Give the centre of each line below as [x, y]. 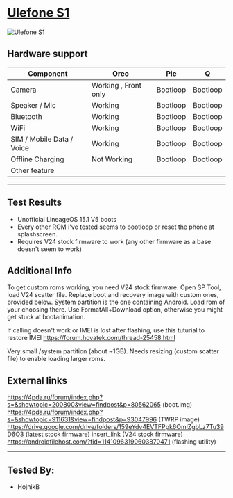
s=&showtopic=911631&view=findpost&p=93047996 [82, 419]
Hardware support [48, 54]
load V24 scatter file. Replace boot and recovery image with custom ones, [113, 295]
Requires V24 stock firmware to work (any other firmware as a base [114, 241]
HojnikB [28, 487]
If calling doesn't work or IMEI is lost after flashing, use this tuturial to [106, 330]
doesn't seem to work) [49, 249]
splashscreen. [37, 234]
